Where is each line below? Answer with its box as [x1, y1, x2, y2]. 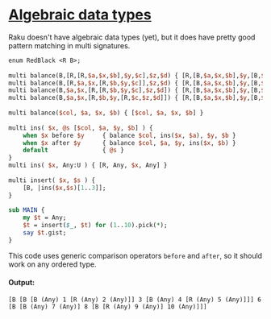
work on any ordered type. [8, 259, 97, 269]
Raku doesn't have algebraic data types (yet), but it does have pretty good [8, 32, 256, 42]
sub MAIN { [8, 206, 45, 214]
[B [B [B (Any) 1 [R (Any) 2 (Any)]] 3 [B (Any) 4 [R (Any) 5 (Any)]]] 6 [8, 296, 262, 304]
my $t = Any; [23, 213, 67, 222]
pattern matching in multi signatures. [8, 40, 131, 50]
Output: [8, 278, 35, 288]
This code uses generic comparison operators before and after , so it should [8, 251, 263, 260]
